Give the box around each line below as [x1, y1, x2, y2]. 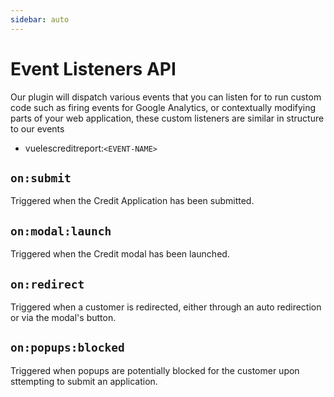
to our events [10, 122, 65, 135]
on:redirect [10, 277, 85, 291]
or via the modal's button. [10, 312, 117, 323]
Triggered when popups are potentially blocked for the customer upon [10, 364, 300, 376]
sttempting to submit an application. [10, 375, 158, 387]
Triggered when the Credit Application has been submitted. [10, 195, 255, 207]
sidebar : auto [10, 14, 70, 25]
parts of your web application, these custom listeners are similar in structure [10, 112, 325, 124]
